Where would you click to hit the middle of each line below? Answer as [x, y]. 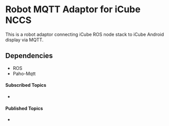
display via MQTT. [24, 40]
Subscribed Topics [26, 85]
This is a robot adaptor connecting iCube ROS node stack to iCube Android [85, 34]
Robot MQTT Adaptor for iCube [73, 9]
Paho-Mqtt [24, 73]
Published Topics [24, 108]
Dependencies [29, 56]
